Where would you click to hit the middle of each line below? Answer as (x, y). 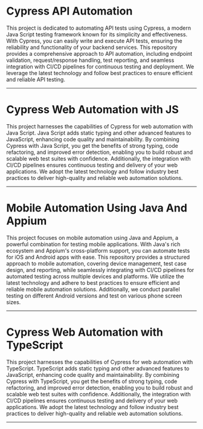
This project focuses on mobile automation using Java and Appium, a (92, 238)
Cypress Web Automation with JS (93, 110)
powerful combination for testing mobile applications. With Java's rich (93, 244)
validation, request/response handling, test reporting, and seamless (90, 60)
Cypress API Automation (69, 11)
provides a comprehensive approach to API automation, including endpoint (99, 53)
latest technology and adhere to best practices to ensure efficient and (93, 282)
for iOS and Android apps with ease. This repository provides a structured (98, 257)
